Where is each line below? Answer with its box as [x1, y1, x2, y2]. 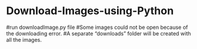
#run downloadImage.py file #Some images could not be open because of [6, 24, 189, 31]
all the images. [6, 36, 42, 43]
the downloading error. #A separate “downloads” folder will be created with [6, 30, 192, 37]
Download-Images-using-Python [6, 4, 174, 18]
